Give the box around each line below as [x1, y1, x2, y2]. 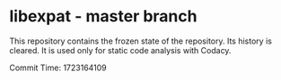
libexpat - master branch [9, 6, 198, 27]
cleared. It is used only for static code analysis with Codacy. [9, 44, 232, 55]
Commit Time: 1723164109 [9, 62, 108, 73]
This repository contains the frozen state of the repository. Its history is [9, 36, 272, 46]
